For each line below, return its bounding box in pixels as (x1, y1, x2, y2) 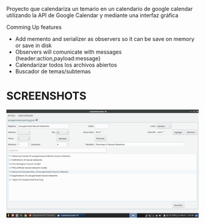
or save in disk (15, 42, 52, 49)
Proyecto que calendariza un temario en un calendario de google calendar (6, 5, 193, 12)
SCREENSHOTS (6, 89, 87, 103)
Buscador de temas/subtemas (15, 68, 91, 75)
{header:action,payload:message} (15, 55, 101, 62)
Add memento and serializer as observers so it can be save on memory (15, 35, 195, 42)
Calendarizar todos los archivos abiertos (15, 61, 117, 68)
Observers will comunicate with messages (15, 48, 122, 56)
